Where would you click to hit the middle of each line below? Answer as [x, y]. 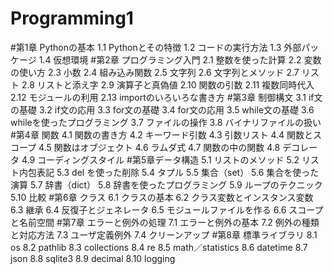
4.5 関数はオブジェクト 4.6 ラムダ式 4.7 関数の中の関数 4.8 [159, 147]
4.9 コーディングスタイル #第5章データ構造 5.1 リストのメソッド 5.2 [160, 159]
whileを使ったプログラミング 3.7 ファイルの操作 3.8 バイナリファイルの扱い [166, 122]
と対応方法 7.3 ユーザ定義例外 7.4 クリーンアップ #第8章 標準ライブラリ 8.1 [164, 234]
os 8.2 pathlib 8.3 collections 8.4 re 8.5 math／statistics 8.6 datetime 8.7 [159, 247]
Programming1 [72, 18]
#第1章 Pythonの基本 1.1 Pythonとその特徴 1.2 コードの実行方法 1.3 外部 [156, 47]
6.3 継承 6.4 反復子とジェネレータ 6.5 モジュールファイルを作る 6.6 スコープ [167, 209]
